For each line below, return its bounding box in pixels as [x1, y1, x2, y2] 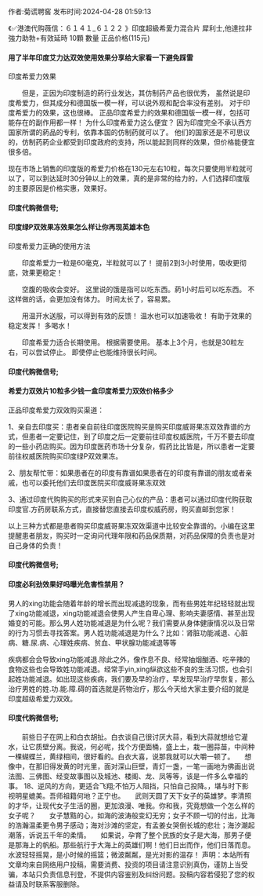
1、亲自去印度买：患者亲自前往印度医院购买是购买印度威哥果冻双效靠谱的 [8, 422, 244, 431]
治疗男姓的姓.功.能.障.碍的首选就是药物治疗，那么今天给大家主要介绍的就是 [8, 684, 250, 693]
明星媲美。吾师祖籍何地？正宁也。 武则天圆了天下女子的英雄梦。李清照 [14, 791, 252, 800]
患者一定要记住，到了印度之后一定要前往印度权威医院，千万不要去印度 [28, 431, 255, 441]
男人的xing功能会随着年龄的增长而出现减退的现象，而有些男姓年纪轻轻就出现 [8, 598, 255, 608]
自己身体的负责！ [8, 540, 63, 550]
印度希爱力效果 [8, 71, 56, 81]
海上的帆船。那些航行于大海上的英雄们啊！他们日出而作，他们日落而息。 [21, 839, 255, 850]
